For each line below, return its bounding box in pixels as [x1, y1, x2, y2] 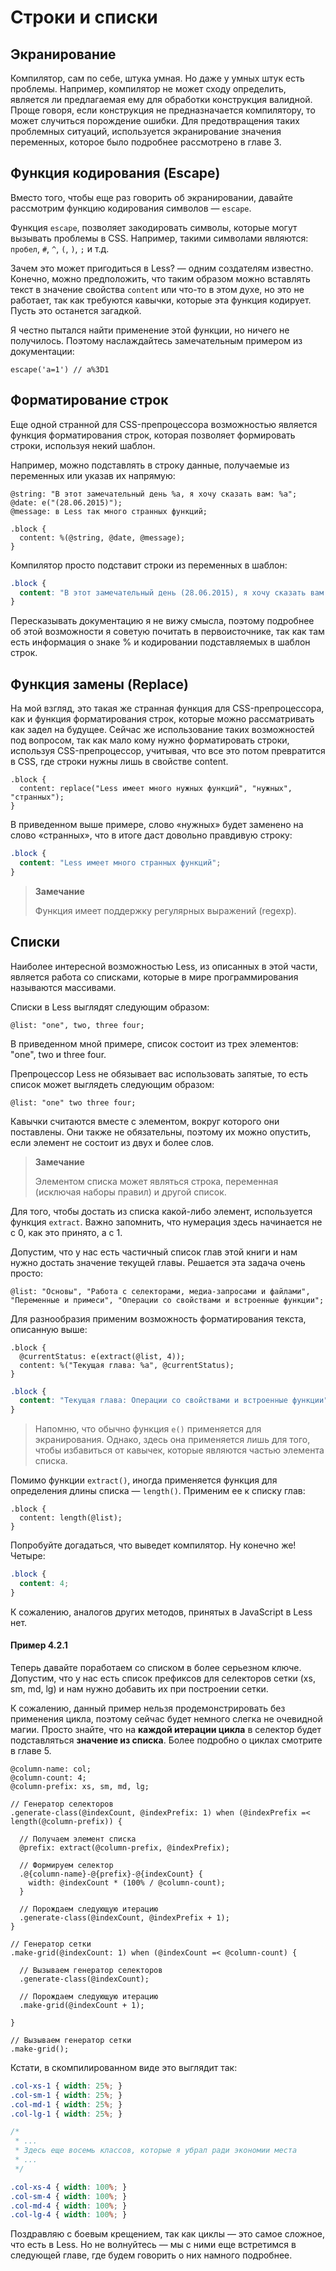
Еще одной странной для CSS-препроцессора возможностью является [10, 418, 318, 430]
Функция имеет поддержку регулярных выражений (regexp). [34, 904, 297, 916]
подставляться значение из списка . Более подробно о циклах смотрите [10, 1734, 323, 1746]
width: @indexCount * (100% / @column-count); [28, 1877, 226, 1888]
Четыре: [10, 1550, 46, 1562]
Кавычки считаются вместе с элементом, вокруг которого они [10, 1115, 280, 1127]
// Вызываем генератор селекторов [19, 1965, 163, 1975]
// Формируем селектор [19, 1860, 114, 1870]
